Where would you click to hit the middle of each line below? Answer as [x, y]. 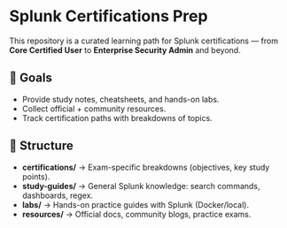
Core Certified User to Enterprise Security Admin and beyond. [125, 49]
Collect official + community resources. [94, 109]
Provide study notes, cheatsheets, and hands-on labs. [120, 99]
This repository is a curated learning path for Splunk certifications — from [144, 41]
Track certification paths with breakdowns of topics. [117, 118]
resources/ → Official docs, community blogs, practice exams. [136, 214]
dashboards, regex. [58, 195]
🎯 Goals [31, 78]
